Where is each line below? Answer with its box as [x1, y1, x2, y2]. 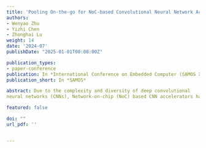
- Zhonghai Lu [6, 32, 43, 38]
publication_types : [6, 59, 56, 66]
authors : [6, 15, 29, 21]
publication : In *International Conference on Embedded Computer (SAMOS [6, 71, 196, 77]
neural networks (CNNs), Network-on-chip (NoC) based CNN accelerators [6, 94, 193, 100]
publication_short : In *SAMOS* [6, 77, 86, 83]
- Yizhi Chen [6, 26, 40, 32]
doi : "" [6, 116, 26, 122]
